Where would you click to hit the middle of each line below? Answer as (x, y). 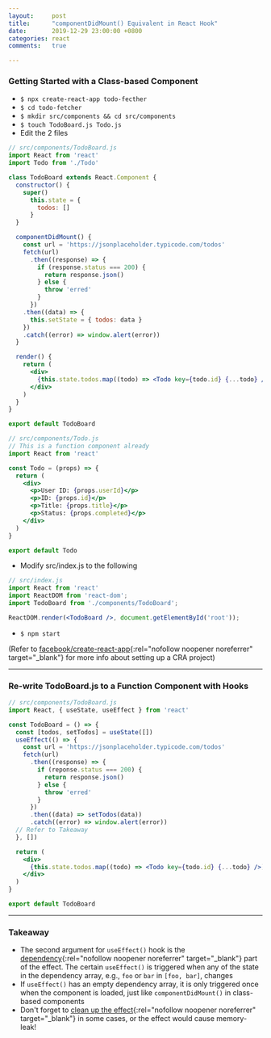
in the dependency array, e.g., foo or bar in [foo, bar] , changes (127, 976)
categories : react (39, 38)
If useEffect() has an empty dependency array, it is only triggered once (140, 984)
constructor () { (43, 185)
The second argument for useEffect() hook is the (102, 950)
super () (35, 192)
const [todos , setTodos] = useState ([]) (84, 732)
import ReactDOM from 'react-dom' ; (68, 596)
